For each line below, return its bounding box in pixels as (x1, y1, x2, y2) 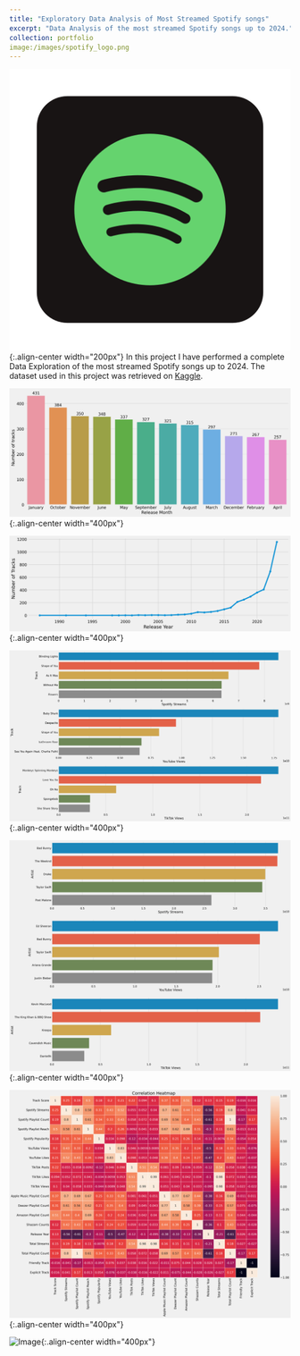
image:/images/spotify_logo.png (9, 43, 129, 52)
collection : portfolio (9, 33, 94, 42)
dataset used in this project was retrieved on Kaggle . (9, 371, 204, 382)
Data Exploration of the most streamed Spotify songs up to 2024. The (9, 361, 265, 372)
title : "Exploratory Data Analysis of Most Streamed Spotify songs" (9, 14, 270, 23)
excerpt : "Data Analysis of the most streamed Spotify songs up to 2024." (9, 23, 294, 33)
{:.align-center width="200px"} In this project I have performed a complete (9, 351, 285, 362)
